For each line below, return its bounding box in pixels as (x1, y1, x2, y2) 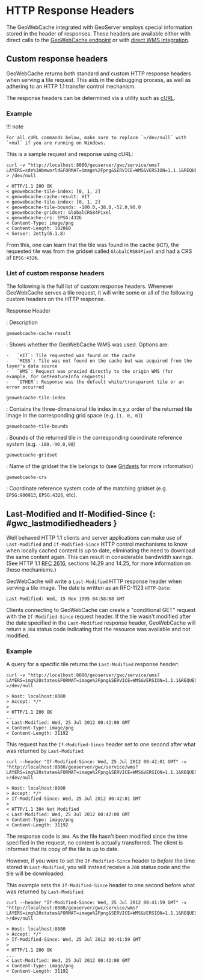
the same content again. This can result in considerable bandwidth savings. (6, 554, 194, 561)
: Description (6, 319, 38, 326)
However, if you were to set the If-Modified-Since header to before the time (6, 857, 195, 864)
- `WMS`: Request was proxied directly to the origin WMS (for (6, 369, 173, 375)
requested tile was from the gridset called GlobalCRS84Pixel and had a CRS (6, 248, 192, 255)
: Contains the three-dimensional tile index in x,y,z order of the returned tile (6, 405, 192, 413)
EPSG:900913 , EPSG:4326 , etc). (6, 492, 78, 499)
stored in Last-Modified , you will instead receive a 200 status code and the (6, 864, 191, 871)
